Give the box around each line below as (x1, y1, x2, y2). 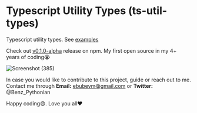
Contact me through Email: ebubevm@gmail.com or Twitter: (6, 82, 153, 89)
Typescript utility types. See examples (6, 36, 99, 43)
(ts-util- (128, 4, 168, 18)
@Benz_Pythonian (6, 88, 51, 95)
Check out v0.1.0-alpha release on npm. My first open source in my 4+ (6, 47, 177, 54)
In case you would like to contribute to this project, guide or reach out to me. (6, 76, 191, 83)
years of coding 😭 (6, 53, 51, 60)
